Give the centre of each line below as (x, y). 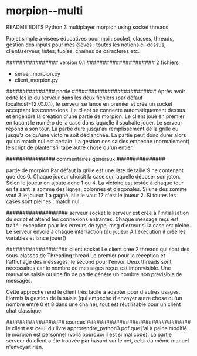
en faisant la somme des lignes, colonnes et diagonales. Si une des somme (97, 189)
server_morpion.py (37, 73)
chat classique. (24, 310)
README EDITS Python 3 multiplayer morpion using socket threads (87, 27)
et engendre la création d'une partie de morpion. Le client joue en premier (95, 116)
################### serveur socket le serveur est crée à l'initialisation (98, 213)
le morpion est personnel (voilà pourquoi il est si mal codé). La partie (89, 334)
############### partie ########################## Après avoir (96, 91)
